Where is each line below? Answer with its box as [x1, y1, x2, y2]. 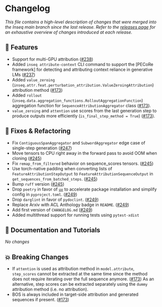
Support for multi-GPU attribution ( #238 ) [12, 56, 93, 62]
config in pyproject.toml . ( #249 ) [12, 191, 77, 197]
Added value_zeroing [12, 77, 55, 82]
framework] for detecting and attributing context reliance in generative [12, 66, 153, 72]
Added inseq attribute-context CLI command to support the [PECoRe [12, 61, 154, 67]
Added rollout [12, 92, 42, 98]
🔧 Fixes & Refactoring [5, 127, 71, 135]
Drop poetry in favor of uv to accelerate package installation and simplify [12, 186, 157, 192]
